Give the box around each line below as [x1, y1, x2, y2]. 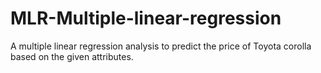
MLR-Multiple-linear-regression [10, 7, 282, 30]
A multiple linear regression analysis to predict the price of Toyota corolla [10, 40, 312, 52]
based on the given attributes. [10, 50, 134, 62]
